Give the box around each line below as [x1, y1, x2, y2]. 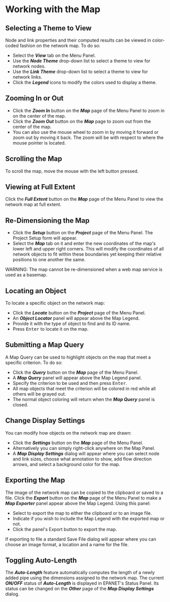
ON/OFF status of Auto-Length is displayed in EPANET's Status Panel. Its [5, 580, 159, 586]
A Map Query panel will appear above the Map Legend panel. [12, 374, 142, 381]
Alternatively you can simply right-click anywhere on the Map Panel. [12, 445, 156, 451]
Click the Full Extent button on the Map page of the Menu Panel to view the [5, 196, 163, 202]
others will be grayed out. [12, 391, 66, 397]
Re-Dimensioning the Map [5, 216, 90, 225]
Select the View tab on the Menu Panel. [12, 52, 96, 58]
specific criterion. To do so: [5, 359, 62, 366]
